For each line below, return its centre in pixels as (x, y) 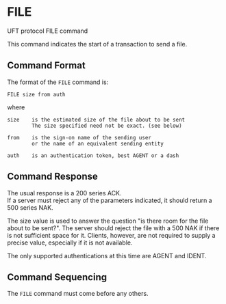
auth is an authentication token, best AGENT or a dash (93, 155)
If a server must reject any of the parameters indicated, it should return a (110, 200)
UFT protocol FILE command (48, 31)
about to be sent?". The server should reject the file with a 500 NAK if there (113, 228)
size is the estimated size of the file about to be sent (96, 120)
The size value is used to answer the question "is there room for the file (108, 221)
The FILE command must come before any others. (78, 294)
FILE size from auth (37, 94)
